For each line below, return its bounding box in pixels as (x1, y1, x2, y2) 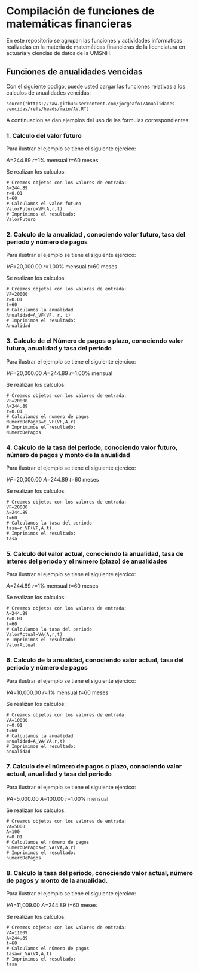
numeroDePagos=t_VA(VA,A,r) (6, 844, 76, 850)
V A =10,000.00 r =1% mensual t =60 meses (6, 689, 109, 696)
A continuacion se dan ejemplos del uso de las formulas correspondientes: (6, 116, 190, 123)
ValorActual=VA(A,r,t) (6, 632, 63, 638)
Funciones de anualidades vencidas (6, 67, 143, 77)
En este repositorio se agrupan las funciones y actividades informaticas (6, 37, 182, 44)
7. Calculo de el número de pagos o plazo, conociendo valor (6, 762, 182, 771)
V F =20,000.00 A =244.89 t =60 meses (6, 476, 99, 483)
